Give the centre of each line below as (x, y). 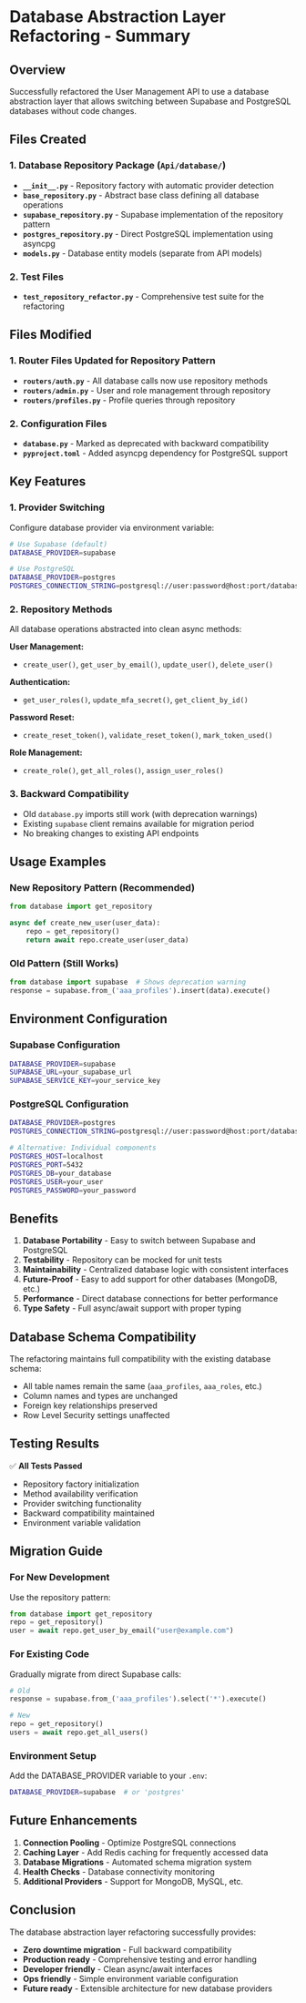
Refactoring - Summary (100, 36)
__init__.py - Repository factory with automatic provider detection (148, 185)
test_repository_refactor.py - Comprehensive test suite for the (143, 296)
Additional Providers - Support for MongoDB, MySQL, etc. (133, 1881)
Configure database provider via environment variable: (112, 527)
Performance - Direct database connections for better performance (150, 1299)
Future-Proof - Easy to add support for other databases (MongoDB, (150, 1279)
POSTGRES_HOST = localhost (56, 1157)
